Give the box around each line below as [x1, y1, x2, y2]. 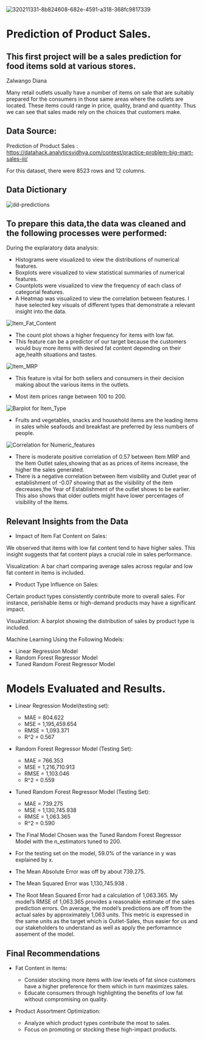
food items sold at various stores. [6, 61, 136, 71]
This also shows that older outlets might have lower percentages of [15, 492, 185, 500]
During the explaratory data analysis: [6, 244, 99, 251]
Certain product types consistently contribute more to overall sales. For [6, 592, 185, 600]
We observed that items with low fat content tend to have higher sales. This [6, 544, 196, 552]
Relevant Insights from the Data [6, 516, 129, 527]
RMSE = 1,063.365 [24, 813, 71, 821]
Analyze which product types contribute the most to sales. [24, 1019, 171, 1026]
